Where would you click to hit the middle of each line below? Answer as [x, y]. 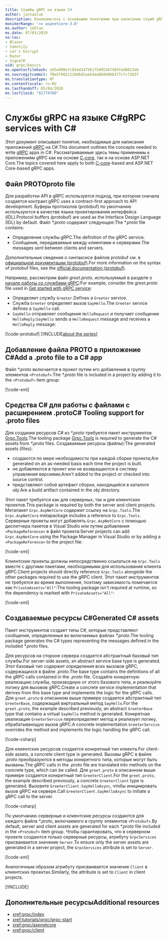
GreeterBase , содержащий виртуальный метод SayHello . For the [72, 703]
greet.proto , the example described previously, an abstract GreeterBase [79, 708]
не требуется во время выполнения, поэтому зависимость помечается [81, 582]
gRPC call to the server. [29, 796]
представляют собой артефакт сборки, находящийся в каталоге [81, 484]
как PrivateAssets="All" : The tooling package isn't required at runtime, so [81, 587]
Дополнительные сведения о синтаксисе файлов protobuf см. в [73, 258]
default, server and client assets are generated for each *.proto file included [83, 826]
